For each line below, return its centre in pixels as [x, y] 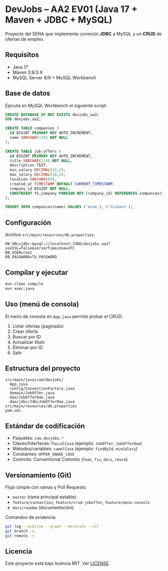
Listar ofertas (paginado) [38, 326]
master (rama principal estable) [44, 497]
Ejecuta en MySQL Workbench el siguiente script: [56, 105]
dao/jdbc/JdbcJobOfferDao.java [42, 402]
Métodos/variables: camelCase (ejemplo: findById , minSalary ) [75, 449]
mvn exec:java [20, 289]
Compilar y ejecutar [37, 272]
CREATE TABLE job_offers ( [33, 151]
